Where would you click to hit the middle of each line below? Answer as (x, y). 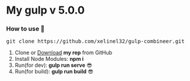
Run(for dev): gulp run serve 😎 (53, 65)
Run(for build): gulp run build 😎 (54, 72)
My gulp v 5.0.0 (45, 10)
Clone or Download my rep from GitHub (64, 53)
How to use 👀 (26, 29)
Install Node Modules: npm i (49, 59)
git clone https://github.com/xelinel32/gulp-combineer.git (96, 41)
